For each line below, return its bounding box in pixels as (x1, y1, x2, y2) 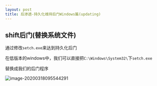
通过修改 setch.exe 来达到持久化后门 (5, 45, 78, 51)
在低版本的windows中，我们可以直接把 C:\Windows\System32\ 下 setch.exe (5, 55, 153, 61)
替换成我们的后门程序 (5, 65, 48, 71)
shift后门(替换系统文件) (5, 31, 77, 39)
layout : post (5, 7, 32, 12)
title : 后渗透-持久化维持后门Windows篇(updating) (5, 12, 101, 17)
